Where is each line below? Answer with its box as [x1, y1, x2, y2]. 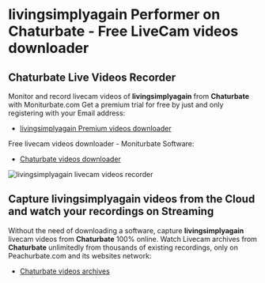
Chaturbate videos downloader [19, 154, 121, 164]
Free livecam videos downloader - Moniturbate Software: [8, 139, 195, 148]
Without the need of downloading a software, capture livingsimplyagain [8, 225, 244, 235]
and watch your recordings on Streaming [8, 205, 214, 218]
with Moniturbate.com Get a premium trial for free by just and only [8, 100, 224, 109]
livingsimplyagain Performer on [8, 6, 221, 24]
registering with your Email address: [8, 108, 126, 118]
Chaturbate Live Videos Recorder [8, 70, 176, 84]
